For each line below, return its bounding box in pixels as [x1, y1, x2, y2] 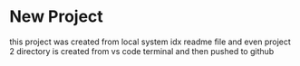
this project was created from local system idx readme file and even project [9, 36, 292, 47]
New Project [9, 6, 104, 27]
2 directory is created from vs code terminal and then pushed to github [9, 45, 275, 56]
